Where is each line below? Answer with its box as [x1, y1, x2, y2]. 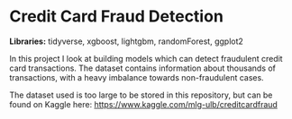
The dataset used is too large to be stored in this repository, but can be [9, 89, 273, 100]
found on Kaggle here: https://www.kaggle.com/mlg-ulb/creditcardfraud [9, 98, 278, 109]
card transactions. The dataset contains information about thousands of [9, 63, 277, 73]
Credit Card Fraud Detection [9, 6, 224, 27]
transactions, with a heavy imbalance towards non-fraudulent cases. [9, 72, 264, 82]
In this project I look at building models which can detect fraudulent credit [9, 53, 283, 64]
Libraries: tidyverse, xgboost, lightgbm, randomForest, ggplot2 [9, 36, 243, 47]
